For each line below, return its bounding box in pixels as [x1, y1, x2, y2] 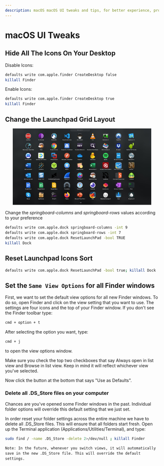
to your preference [5, 215, 43, 221]
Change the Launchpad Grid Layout [5, 115, 116, 124]
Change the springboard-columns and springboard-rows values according [5, 210, 156, 216]
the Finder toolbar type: [5, 310, 53, 316]
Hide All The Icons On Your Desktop [5, 49, 116, 57]
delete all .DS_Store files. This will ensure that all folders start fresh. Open [5, 421, 153, 427]
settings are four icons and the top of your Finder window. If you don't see [5, 305, 155, 311]
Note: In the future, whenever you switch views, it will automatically [5, 446, 156, 451]
